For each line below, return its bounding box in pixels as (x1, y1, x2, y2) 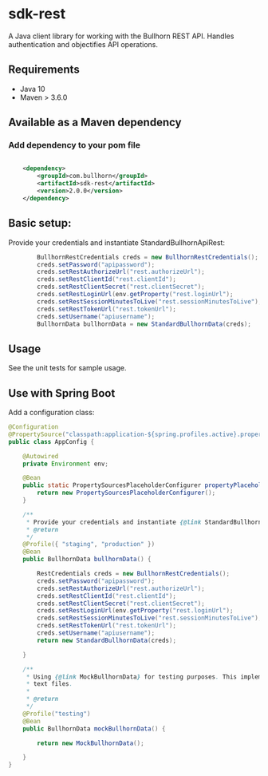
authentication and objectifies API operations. (8, 39, 158, 49)
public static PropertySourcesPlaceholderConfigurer (22, 481, 202, 489)
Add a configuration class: (8, 408, 95, 417)
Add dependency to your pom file (8, 140, 141, 151)
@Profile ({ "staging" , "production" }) (22, 540, 156, 548)
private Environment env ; (22, 460, 109, 468)
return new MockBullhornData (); (37, 739, 145, 747)
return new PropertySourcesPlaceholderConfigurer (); (37, 489, 216, 497)
